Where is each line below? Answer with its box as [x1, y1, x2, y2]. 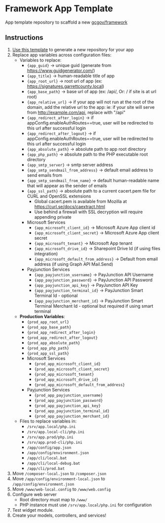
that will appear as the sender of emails [27, 183, 107, 189]
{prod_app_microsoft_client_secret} [34, 366, 110, 372]
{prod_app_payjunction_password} [34, 398, 103, 403]
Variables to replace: [19, 57, 62, 63]
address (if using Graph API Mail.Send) [34, 261, 113, 267]
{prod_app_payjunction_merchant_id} [34, 414, 110, 419]
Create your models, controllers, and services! [12, 512, 107, 518]
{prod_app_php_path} [27, 346, 69, 351]
